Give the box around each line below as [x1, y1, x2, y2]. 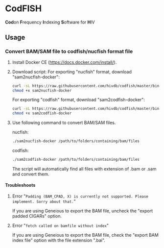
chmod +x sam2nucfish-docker [12, 88, 72, 93]
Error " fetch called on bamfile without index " [12, 223, 109, 228]
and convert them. [12, 171, 49, 177]
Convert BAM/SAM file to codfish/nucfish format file [5, 48, 133, 55]
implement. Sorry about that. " [12, 198, 76, 204]
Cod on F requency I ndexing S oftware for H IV [5, 19, 95, 25]
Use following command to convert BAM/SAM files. [12, 120, 116, 125]
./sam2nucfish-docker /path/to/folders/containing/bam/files [12, 139, 140, 144]
